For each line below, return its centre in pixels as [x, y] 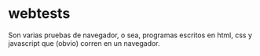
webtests [39, 14]
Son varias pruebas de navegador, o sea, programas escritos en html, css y [130, 35]
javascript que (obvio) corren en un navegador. [84, 43]
